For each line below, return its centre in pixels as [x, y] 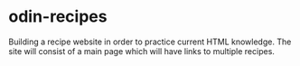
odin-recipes [58, 17]
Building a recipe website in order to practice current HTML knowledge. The [150, 42]
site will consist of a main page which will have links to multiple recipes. [141, 51]
